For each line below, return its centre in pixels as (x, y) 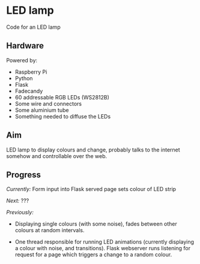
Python (24, 78)
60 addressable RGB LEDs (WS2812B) (62, 97)
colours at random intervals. (50, 230)
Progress (23, 175)
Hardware (25, 46)
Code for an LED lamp (34, 27)
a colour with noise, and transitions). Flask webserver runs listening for (103, 248)
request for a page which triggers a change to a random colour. (93, 254)
